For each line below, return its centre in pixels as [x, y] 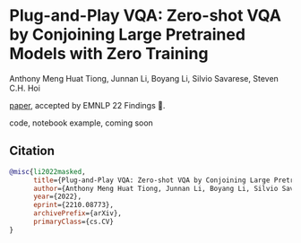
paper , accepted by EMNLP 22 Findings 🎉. [87, 105]
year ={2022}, [57, 197]
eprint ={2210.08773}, [73, 205]
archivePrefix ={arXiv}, [77, 213]
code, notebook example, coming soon [82, 123]
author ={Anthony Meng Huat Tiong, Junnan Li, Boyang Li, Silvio [155, 188]
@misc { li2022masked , [48, 171]
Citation [32, 151]
